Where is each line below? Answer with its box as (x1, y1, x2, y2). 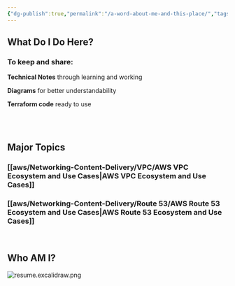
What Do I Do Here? (7, 36, 94, 48)
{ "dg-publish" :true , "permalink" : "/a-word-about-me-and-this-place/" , (7, 10, 215, 17)
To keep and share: (7, 57, 73, 66)
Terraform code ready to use (7, 100, 92, 108)
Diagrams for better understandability (7, 87, 117, 95)
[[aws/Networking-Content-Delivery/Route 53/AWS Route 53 (7, 199, 220, 208)
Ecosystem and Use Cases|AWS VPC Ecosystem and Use (7, 171, 206, 180)
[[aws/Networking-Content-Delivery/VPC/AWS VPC (7, 162, 189, 172)
